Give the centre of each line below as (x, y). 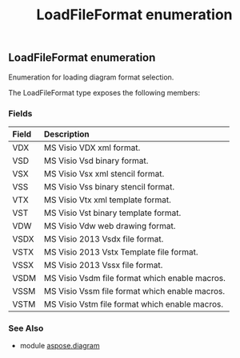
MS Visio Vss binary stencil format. (109, 186)
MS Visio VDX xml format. (92, 148)
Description (66, 134)
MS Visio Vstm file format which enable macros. (134, 304)
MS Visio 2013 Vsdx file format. (104, 238)
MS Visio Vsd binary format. (96, 161)
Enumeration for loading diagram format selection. (91, 77)
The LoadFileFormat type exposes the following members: (104, 92)
